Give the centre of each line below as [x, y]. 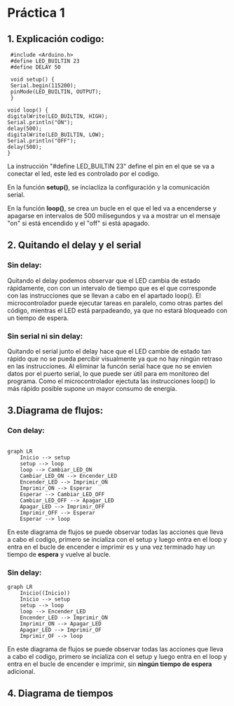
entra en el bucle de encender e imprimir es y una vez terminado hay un [111, 547]
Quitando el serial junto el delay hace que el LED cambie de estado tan [109, 351]
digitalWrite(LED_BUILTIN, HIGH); [58, 116]
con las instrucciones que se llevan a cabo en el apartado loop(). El [104, 295]
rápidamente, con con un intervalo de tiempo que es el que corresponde [112, 288]
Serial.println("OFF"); [42, 141]
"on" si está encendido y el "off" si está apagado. [78, 223]
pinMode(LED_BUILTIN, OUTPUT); [56, 92]
